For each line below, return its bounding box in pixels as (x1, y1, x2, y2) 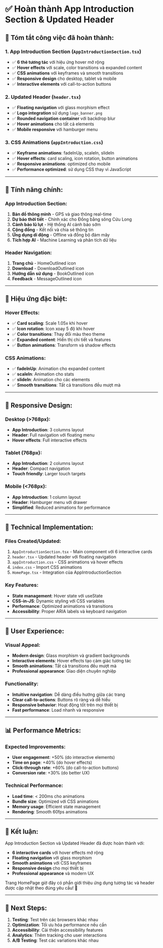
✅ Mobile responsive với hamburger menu (12, 127, 98, 133)
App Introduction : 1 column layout (12, 494, 81, 500)
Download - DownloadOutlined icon (12, 266, 84, 271)
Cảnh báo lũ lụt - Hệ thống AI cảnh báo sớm (12, 222, 101, 228)
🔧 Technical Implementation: (5, 523, 94, 532)
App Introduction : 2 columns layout (12, 461, 84, 466)
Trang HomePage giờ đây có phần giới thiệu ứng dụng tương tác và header (5, 880, 155, 886)
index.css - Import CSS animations (12, 564, 82, 570)
